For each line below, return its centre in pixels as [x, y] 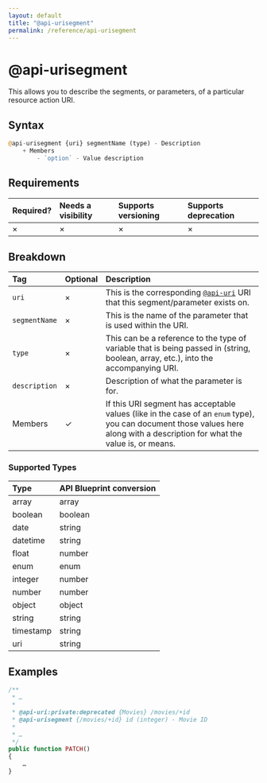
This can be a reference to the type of [176, 339]
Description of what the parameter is [174, 381]
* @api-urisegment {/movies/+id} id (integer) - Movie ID [110, 719]
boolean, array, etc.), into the [160, 359]
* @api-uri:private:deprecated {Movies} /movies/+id [101, 712]
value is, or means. [141, 444]
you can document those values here [175, 424]
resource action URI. [42, 100]
